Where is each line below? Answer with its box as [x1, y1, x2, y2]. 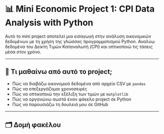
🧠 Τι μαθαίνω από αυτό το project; [5, 67, 112, 76]
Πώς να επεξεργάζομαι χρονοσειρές [12, 86, 87, 91]
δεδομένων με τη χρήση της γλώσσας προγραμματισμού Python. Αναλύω [5, 38, 155, 44]
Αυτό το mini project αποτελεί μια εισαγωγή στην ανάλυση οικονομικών [5, 33, 151, 39]
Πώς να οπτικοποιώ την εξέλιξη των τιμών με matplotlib [12, 91, 128, 97]
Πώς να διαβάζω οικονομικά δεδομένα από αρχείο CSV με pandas [12, 81, 146, 87]
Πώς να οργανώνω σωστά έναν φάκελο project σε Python [12, 96, 132, 102]
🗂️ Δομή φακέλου [5, 121, 61, 129]
